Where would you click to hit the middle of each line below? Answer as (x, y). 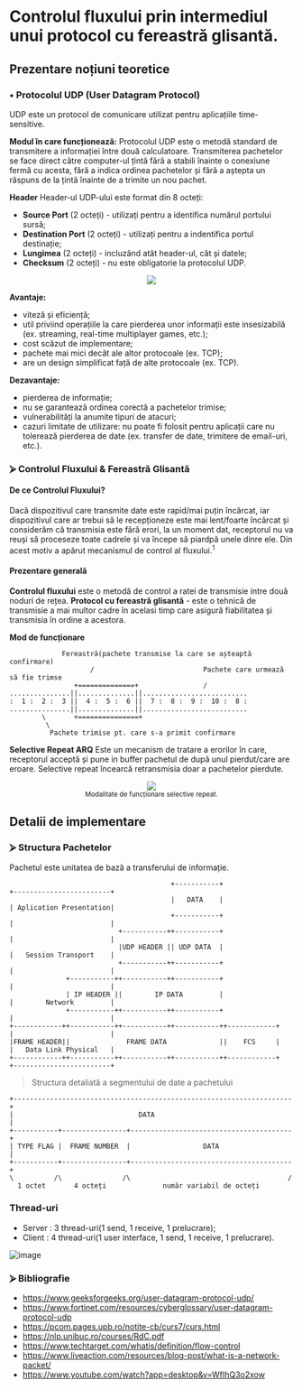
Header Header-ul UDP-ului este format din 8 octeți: (106, 197)
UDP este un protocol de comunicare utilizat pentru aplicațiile (123, 114)
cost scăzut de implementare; (78, 343)
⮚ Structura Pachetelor (60, 847)
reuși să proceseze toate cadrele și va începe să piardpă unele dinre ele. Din (151, 539)
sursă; (34, 224)
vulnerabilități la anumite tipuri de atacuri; (99, 416)
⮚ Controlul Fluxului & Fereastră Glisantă (100, 468)
